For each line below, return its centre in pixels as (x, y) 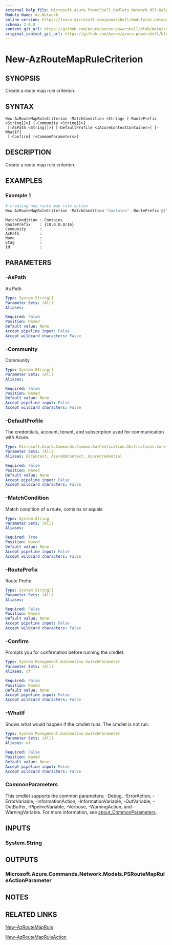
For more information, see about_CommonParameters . (100, 812)
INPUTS (18, 828)
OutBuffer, (16, 806)
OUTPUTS (22, 859)
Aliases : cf (18, 671)
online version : (23, 20)
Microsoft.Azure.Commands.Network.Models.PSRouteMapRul (85, 874)
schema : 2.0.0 (20, 24)
